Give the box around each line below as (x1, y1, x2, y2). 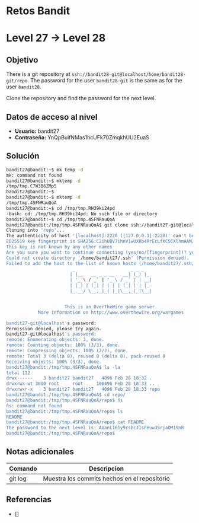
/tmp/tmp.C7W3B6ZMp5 (6, 183, 57, 189)
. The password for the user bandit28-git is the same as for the (27, 77, 182, 84)
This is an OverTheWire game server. (64, 304, 158, 310)
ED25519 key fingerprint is (6, 238, 76, 244)
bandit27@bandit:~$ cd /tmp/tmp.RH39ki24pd (6, 205, 115, 211)
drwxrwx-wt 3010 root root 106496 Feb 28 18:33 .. (6, 381, 155, 387)
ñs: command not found (6, 403, 62, 409)
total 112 (6, 369, 31, 376)
